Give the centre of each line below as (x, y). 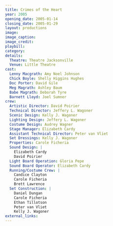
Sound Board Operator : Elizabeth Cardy (50, 166)
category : (15, 51)
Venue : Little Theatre (33, 65)
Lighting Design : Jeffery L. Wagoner (48, 120)
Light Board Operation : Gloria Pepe (47, 161)
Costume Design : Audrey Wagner (41, 124)
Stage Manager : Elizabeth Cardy (43, 129)
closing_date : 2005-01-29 (31, 23)
